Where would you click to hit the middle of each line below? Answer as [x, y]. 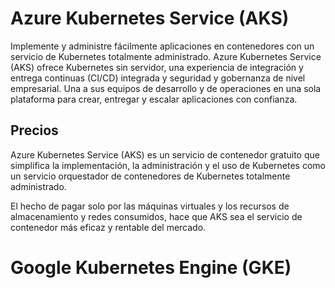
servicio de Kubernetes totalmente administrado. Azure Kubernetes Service [166, 56]
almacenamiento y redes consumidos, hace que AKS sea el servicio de [156, 216]
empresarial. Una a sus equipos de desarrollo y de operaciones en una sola [166, 88]
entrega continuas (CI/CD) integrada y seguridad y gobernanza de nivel [158, 78]
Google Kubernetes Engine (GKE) [151, 267]
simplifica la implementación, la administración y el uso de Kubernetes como [168, 165]
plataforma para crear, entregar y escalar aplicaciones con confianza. [154, 99]
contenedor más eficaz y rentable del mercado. [108, 227]
